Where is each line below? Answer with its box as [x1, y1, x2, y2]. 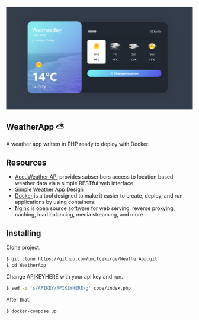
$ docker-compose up [6, 308, 57, 314]
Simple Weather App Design [14, 186, 84, 193]
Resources [6, 157, 47, 167]
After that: [6, 296, 31, 303]
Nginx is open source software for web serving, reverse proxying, [14, 205, 175, 212]
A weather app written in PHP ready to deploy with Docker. [6, 140, 150, 148]
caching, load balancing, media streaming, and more [14, 211, 143, 218]
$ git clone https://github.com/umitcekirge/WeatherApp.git [6, 256, 158, 262]
